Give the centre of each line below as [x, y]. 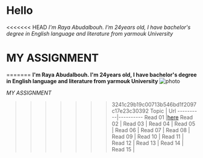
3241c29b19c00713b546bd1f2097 [154, 104]
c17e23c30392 [130, 111]
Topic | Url [163, 111]
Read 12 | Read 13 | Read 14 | [148, 143]
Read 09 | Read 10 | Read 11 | [148, 136]
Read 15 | [123, 149]
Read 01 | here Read [169, 117]
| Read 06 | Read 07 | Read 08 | [151, 130]
